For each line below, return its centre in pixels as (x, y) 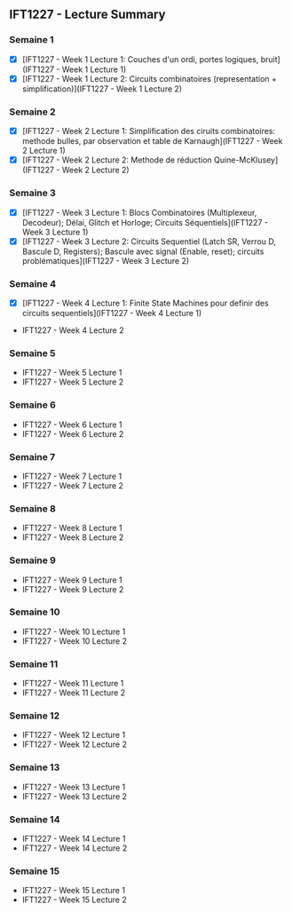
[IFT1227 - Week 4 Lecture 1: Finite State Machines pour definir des (145, 303)
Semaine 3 (32, 193)
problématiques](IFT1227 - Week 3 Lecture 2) (106, 260)
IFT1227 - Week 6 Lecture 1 (72, 424)
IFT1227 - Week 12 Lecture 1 (74, 735)
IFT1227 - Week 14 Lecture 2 (75, 848)
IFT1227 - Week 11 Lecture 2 (74, 693)
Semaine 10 (35, 612)
